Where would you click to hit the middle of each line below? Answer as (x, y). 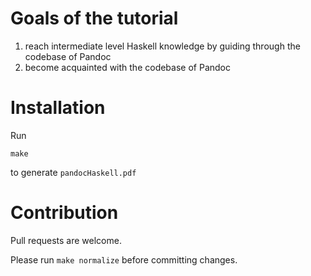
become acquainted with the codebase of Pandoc (127, 67)
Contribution (64, 213)
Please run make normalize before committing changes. (124, 259)
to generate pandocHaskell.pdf (73, 172)
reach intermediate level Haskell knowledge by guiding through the (162, 46)
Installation (58, 108)
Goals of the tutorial (94, 18)
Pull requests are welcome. (66, 240)
